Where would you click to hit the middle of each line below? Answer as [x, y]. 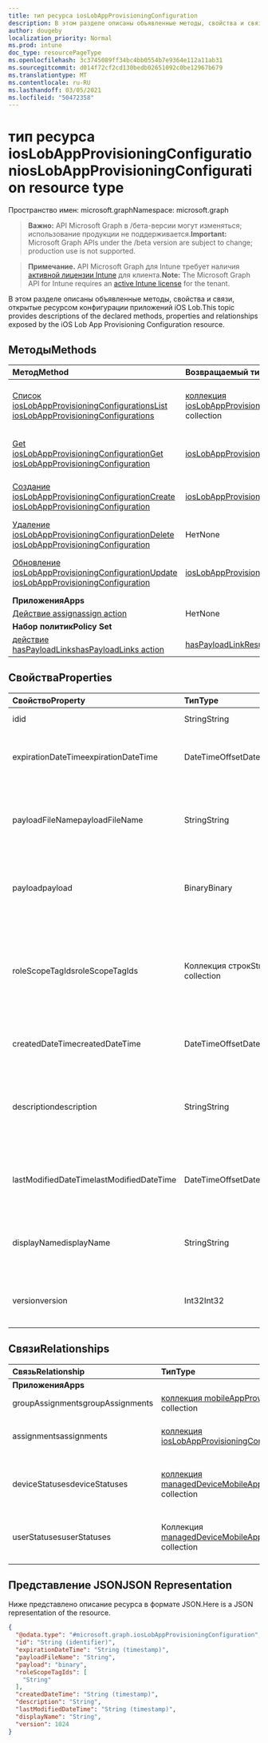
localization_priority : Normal [60, 38]
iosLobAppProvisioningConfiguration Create [94, 497]
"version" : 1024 [42, 1724]
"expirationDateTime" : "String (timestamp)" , [93, 1650]
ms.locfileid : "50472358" [51, 98]
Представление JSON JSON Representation [120, 1585]
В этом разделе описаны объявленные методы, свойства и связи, [122, 299]
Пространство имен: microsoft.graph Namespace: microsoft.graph [118, 210]
